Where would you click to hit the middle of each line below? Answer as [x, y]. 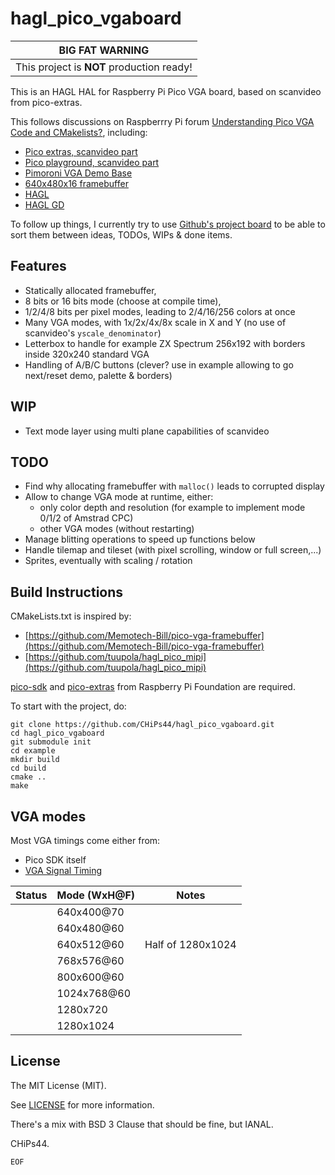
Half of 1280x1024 [190, 944]
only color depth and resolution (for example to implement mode [172, 508]
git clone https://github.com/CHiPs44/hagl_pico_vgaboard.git [142, 725]
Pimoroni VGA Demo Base [78, 173]
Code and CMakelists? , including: [79, 132]
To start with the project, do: [68, 706]
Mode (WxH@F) [96, 895]
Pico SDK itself [55, 860]
